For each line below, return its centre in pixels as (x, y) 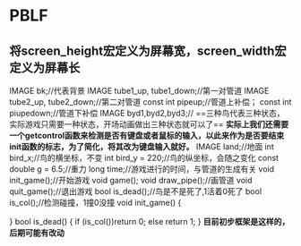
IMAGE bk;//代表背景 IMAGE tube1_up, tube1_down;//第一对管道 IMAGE (139, 91)
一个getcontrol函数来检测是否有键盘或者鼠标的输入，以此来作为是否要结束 (147, 136)
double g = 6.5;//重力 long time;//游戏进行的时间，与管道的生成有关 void (142, 169)
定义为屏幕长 (45, 68)
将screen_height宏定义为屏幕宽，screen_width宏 (148, 51)
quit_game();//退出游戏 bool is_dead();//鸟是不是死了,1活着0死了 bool (136, 191)
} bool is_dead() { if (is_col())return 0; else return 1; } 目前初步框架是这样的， (150, 221)
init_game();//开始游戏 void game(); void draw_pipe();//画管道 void (131, 180)
